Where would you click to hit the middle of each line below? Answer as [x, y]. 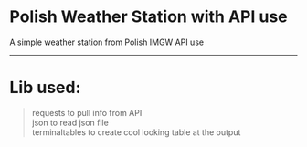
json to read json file [70, 122]
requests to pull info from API [87, 112]
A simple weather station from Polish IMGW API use [106, 42]
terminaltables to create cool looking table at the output [136, 132]
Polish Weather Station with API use [148, 17]
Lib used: [45, 88]
